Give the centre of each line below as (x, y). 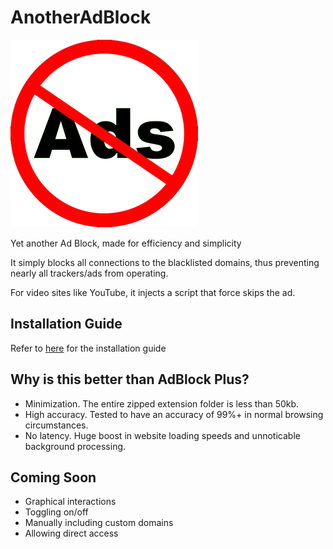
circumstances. (56, 425)
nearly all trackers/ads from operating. (89, 273)
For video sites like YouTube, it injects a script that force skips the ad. (153, 292)
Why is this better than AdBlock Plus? (130, 379)
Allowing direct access (71, 533)
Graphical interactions (70, 502)
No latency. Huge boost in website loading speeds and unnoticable (162, 435)
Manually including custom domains (99, 523)
